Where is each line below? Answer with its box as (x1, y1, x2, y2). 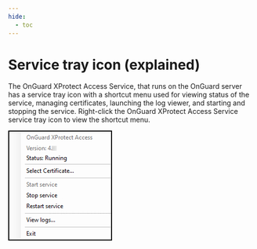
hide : (8, 13, 26, 20)
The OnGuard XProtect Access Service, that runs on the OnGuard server (8, 82, 243, 91)
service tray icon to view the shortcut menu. (8, 115, 150, 125)
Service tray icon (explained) (8, 56, 201, 74)
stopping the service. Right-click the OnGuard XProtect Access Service (8, 107, 239, 116)
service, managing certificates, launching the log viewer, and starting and (8, 98, 245, 108)
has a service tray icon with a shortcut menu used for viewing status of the (8, 90, 250, 100)
